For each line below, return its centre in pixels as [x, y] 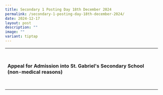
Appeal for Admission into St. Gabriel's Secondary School [76, 66]
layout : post [18, 23]
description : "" [21, 27]
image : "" [15, 32]
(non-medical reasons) [35, 72]
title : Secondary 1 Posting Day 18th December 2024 [58, 9]
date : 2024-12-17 [23, 18]
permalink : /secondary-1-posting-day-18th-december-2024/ [65, 14]
